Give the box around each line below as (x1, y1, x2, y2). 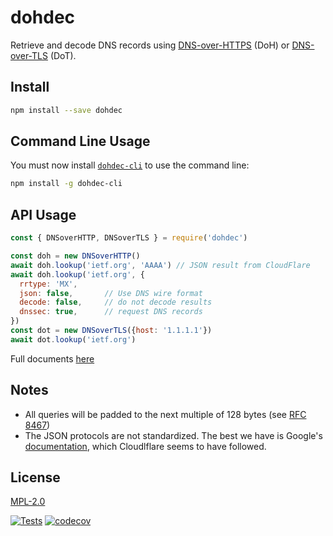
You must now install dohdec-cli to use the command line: (10, 159, 250, 171)
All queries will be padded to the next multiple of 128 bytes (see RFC (24, 408, 307, 420)
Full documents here (10, 352, 95, 365)
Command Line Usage (10, 133, 151, 150)
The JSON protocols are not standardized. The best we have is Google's (24, 429, 323, 441)
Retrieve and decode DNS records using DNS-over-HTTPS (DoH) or (10, 39, 290, 51)
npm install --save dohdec (10, 105, 123, 115)
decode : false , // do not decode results (19, 297, 213, 308)
